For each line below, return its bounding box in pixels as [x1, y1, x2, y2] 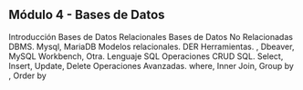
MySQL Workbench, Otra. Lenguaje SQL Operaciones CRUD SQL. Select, [8, 50, 284, 62]
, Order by [8, 70, 47, 81]
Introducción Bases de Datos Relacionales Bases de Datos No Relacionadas [8, 31, 294, 42]
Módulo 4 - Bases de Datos [8, 7, 165, 23]
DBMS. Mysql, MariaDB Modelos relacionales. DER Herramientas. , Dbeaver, [8, 41, 295, 52]
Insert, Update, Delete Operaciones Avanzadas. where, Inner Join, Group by [8, 60, 294, 71]
